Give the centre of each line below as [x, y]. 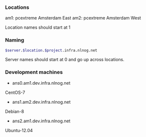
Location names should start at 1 [38, 27]
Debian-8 [15, 111]
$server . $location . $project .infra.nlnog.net [51, 50]
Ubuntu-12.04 [19, 130]
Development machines [34, 72]
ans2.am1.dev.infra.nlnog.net [41, 121]
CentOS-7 [15, 92]
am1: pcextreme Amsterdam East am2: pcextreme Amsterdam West [73, 18]
